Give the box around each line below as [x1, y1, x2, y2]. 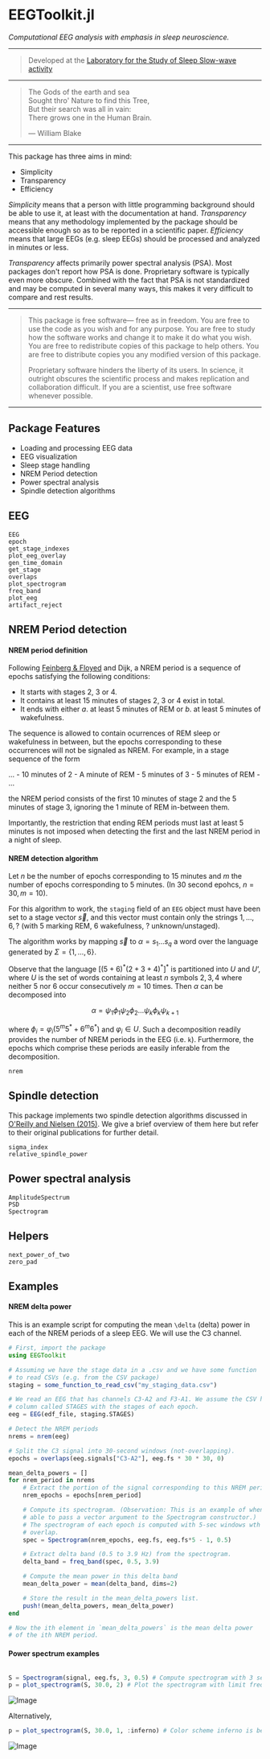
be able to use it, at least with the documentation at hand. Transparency [8, 208, 247, 218]
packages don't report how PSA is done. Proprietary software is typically [8, 266, 250, 276]
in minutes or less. [8, 242, 69, 252]
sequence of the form [8, 754, 80, 764]
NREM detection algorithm [8, 853, 99, 863]
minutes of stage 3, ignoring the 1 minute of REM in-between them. [8, 802, 231, 812]
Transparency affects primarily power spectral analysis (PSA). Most [8, 257, 233, 267]
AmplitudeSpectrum [8, 1193, 70, 1201]
